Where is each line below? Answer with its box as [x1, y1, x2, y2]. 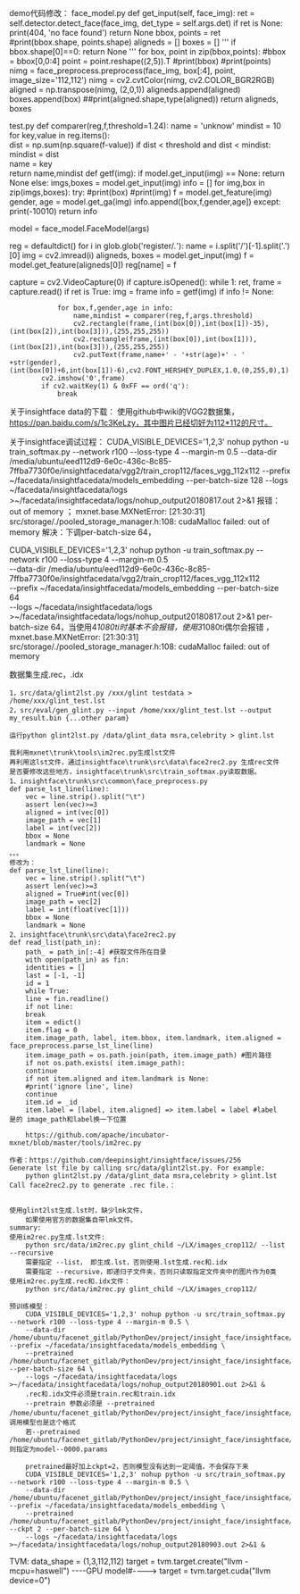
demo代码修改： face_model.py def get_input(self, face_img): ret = [9, 8, 255, 18]
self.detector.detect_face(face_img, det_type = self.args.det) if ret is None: [9, 18, 283, 29]
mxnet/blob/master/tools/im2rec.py [9, 1139, 142, 1148]
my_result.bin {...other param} [9, 714, 129, 722]
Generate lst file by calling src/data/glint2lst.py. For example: [9, 1164, 266, 1173]
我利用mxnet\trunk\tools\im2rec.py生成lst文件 [9, 748, 176, 757]
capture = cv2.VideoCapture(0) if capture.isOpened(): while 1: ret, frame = [9, 277, 283, 288]
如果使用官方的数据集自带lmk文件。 [25, 1215, 137, 1224]
